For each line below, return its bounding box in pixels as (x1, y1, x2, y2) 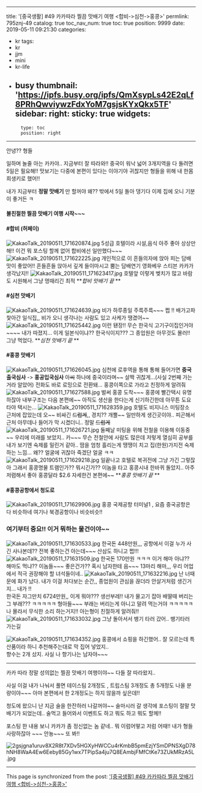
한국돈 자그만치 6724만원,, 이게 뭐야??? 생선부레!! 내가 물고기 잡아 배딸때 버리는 (6, 592, 194, 600)
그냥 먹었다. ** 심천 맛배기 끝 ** (6, 337, 79, 344)
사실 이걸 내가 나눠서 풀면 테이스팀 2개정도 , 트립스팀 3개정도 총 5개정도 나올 (6, 682, 186, 689)
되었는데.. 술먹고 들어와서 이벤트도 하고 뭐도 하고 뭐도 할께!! (22, 709, 162, 717)
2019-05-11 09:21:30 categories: (6, 26, 87, 33)
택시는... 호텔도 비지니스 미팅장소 (17, 404, 190, 411)
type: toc (20, 125, 45, 131)
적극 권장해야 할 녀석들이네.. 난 (17, 570, 184, 577)
